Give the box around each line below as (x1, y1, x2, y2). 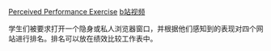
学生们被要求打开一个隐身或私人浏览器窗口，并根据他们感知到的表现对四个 (8, 24, 256, 33)
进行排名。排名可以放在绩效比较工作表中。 (15, 34, 158, 43)
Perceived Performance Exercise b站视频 (8, 7, 146, 16)
